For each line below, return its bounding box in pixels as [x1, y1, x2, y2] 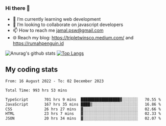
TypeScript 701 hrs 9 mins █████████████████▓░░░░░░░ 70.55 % [5, 97, 161, 102]
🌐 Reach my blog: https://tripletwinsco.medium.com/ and [12, 35, 134, 41]
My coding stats [5, 65, 58, 73]
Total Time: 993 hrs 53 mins [5, 88, 67, 93]
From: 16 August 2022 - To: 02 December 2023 [5, 79, 104, 84]
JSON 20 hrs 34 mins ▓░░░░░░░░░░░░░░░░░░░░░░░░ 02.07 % [5, 116, 161, 121]
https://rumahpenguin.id [12, 40, 64, 46]
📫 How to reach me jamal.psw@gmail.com [12, 28, 104, 34]
